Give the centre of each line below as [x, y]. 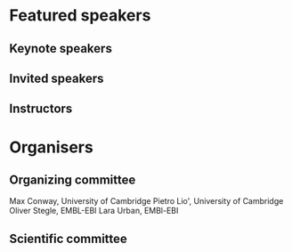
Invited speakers [57, 78]
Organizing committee [73, 179]
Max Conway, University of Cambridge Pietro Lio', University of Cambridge [146, 201]
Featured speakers [80, 16]
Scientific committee [68, 238]
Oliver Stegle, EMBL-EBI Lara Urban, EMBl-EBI [94, 211]
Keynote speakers [61, 49]
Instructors [41, 109]
